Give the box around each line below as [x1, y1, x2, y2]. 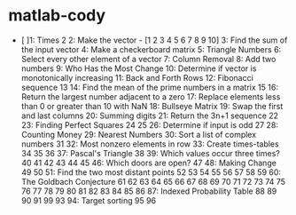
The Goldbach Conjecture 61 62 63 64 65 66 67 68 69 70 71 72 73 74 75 [20, 176, 285, 187]
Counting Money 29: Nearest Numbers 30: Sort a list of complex [20, 129, 257, 139]
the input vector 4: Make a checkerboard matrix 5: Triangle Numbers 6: [20, 44, 282, 54]
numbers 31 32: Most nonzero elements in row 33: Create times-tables [20, 139, 280, 149]
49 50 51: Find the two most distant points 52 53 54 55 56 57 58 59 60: [20, 166, 281, 178]
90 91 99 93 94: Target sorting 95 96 [20, 195, 157, 205]
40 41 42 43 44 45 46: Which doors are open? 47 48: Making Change [20, 157, 277, 168]
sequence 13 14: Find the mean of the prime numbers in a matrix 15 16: [20, 82, 278, 92]
